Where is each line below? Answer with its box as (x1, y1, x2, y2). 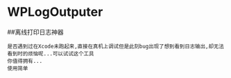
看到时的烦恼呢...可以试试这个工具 (7, 50, 94, 57)
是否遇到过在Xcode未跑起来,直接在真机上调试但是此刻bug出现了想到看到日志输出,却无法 (7, 43, 224, 50)
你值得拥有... (7, 57, 43, 64)
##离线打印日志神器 (7, 28, 64, 36)
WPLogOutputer (7, 4, 103, 20)
